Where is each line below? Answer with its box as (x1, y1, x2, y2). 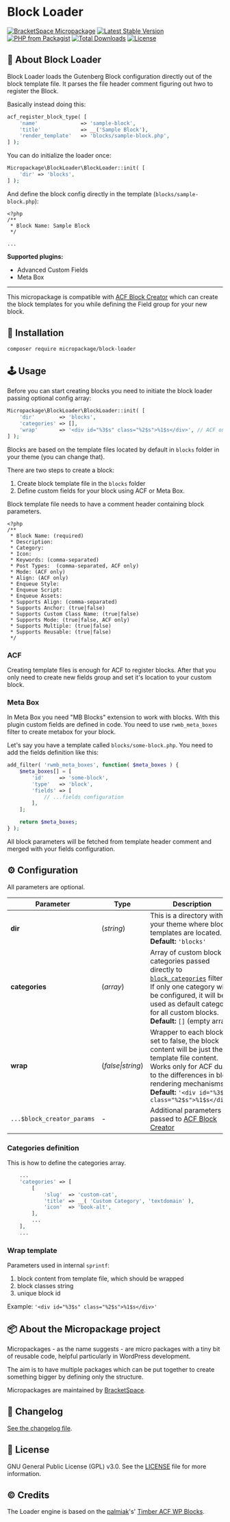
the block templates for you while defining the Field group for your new (7, 300, 207, 308)
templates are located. (150, 928, 222, 937)
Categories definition (7, 1143, 79, 1153)
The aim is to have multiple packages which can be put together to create (7, 1365, 215, 1373)
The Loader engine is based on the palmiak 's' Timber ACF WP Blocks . (7, 1508, 205, 1516)
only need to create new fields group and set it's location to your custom (7, 673, 212, 681)
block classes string (16, 1282, 74, 1290)
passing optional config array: (7, 394, 92, 402)
